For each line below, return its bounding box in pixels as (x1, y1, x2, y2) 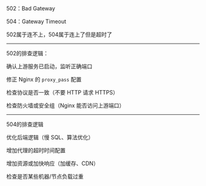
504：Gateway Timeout (6, 18, 66, 25)
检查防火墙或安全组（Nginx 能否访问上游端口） (6, 102, 125, 109)
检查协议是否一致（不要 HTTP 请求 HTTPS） (6, 89, 118, 96)
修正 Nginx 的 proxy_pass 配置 (6, 76, 82, 83)
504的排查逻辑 (6, 121, 44, 128)
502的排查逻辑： (6, 50, 49, 56)
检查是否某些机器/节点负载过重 (6, 173, 84, 180)
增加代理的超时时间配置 (6, 147, 66, 154)
